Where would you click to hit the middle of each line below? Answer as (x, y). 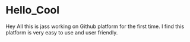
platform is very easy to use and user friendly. (62, 32)
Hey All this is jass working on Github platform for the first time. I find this (95, 26)
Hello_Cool (33, 10)
